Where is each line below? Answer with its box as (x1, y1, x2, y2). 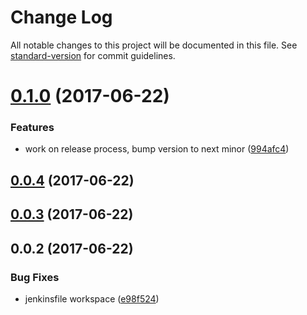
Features (10, 121, 55, 135)
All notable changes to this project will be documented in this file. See (10, 39, 298, 51)
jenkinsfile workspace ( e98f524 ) (24, 292, 160, 305)
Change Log (10, 6, 113, 29)
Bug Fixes (10, 270, 60, 284)
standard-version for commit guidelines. (10, 49, 176, 61)
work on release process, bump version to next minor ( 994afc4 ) (24, 143, 290, 155)
